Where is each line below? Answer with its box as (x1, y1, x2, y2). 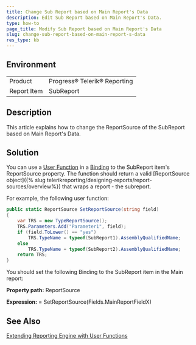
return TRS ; (17, 251, 47, 258)
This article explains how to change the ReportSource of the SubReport (6, 123, 185, 131)
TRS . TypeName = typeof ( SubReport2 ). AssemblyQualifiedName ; (28, 246, 181, 252)
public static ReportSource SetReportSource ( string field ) (6, 207, 159, 213)
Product (9, 77, 32, 85)
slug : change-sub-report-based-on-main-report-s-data (6, 32, 146, 38)
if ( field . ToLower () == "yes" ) (17, 229, 97, 235)
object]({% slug (6, 177, 46, 184)
